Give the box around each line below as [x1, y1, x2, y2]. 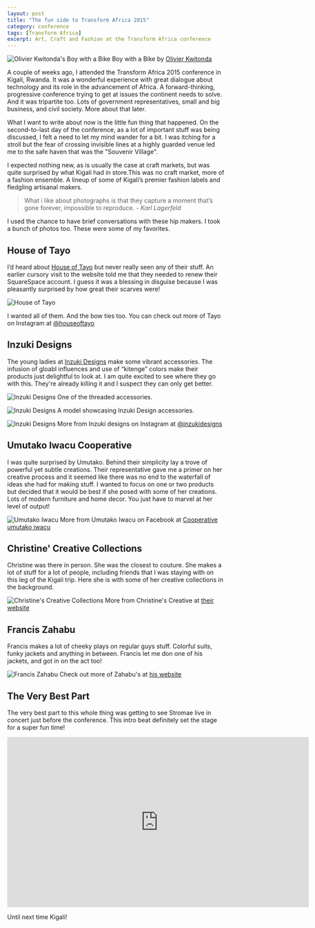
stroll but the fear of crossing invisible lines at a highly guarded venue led [7, 140, 216, 149]
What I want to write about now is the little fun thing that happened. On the [7, 118, 219, 126]
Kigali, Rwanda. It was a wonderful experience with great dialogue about [7, 75, 213, 84]
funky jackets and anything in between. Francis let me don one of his [7, 650, 203, 658]
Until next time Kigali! [7, 913, 68, 921]
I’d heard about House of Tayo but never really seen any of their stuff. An [7, 263, 214, 271]
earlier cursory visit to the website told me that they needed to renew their [7, 270, 218, 278]
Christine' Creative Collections [7, 542, 143, 554]
